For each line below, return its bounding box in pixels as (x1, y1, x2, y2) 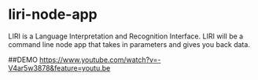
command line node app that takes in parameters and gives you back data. (8, 39, 250, 49)
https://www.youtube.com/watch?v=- (39, 55, 161, 64)
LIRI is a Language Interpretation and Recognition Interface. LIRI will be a (8, 31, 244, 41)
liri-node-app (8, 5, 98, 24)
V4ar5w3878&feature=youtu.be (8, 63, 111, 72)
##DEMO (8, 55, 38, 64)
